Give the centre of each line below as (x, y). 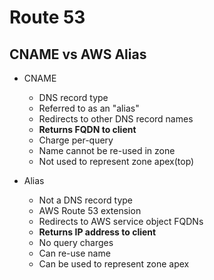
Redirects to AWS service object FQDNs (121, 221)
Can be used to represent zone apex (114, 264)
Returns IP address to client (97, 232)
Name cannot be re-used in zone (107, 150)
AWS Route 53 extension (90, 210)
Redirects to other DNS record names (116, 119)
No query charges (76, 242)
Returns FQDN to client (87, 129)
